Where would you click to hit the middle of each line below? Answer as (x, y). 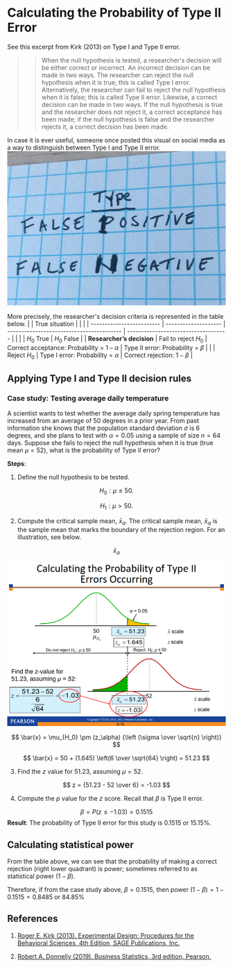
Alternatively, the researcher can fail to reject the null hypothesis (133, 90)
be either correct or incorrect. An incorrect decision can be (126, 67)
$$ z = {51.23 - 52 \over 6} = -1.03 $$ (116, 785)
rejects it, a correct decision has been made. (105, 126)
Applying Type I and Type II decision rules (100, 378)
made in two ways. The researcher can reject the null (118, 75)
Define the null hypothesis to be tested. (73, 477)
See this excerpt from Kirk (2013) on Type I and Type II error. (94, 47)
